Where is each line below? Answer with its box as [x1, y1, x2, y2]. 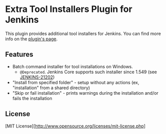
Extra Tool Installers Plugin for [5, 3, 133, 15]
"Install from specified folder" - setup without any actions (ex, [12, 79, 140, 85]
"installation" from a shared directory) [12, 85, 90, 91]
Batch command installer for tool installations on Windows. [12, 63, 133, 69]
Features [5, 50, 33, 59]
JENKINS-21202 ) [19, 74, 55, 80]
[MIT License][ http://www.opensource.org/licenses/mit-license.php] [5, 123, 146, 129]
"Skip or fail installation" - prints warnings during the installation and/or [12, 90, 159, 96]
